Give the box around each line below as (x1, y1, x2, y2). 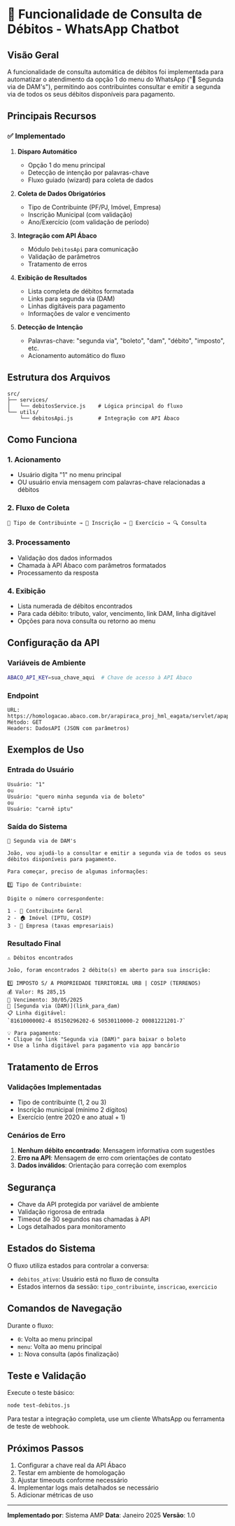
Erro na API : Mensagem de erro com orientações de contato (17, 1154, 192, 1162)
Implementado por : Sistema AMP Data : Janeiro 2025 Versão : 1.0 (7, 1511, 196, 1520)
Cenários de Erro (7, 1130, 66, 1140)
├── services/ (7, 396, 49, 404)
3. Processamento (7, 537, 71, 547)
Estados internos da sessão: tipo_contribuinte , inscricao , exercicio (17, 1282, 218, 1291)
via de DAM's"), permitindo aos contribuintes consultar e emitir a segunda (7, 83, 221, 90)
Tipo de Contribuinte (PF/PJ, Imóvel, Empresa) (27, 202, 162, 211)
